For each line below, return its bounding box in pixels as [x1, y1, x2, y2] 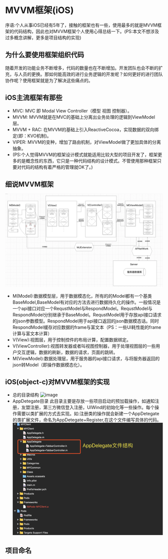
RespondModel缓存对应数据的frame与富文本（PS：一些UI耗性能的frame [12, 324, 161, 330]
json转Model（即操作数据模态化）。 [12, 361, 85, 368]
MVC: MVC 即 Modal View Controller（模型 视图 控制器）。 [12, 108, 132, 114]
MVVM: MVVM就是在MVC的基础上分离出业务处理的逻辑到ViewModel [12, 114, 155, 120]
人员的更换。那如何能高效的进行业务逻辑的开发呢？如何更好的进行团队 [18, 71, 163, 77]
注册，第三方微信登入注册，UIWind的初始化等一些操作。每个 [29, 404, 155, 410]
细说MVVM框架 [5, 180, 54, 188]
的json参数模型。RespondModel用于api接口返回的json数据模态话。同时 [12, 318, 159, 324]
